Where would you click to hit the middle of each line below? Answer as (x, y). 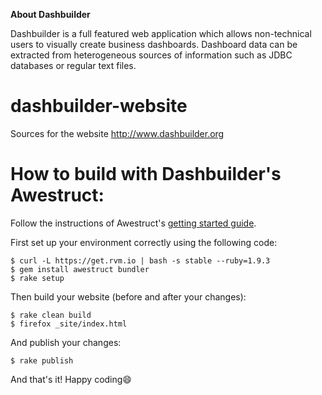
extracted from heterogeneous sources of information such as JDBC (151, 55)
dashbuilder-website (99, 106)
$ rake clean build (51, 315)
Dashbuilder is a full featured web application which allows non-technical (161, 33)
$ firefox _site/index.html (69, 324)
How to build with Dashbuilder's (146, 174)
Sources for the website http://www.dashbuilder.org (117, 133)
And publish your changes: (66, 342)
